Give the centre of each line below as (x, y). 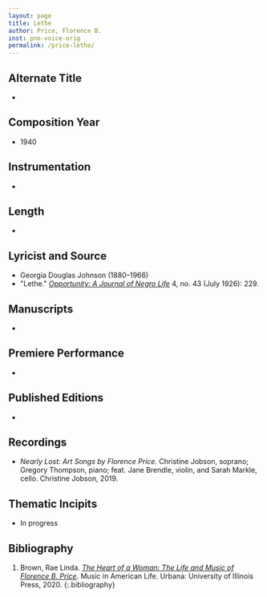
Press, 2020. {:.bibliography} (67, 585)
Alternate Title (45, 78)
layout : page (30, 16)
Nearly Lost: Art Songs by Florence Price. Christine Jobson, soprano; (134, 462)
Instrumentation (50, 167)
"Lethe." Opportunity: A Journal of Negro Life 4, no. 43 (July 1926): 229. (139, 284)
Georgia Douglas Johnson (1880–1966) (84, 275)
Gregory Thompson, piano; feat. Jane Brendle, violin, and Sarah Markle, (139, 470)
